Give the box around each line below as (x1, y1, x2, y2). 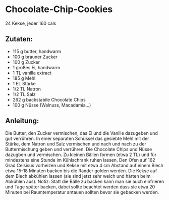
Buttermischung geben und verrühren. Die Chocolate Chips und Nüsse (5, 146, 152, 152)
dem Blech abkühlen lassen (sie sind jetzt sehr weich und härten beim (5, 173, 151, 179)
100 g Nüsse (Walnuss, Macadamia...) (12, 102, 91, 108)
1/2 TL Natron (12, 86, 41, 92)
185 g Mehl (12, 75, 36, 81)
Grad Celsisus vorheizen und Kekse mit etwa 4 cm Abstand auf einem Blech (5, 162, 163, 168)
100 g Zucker (12, 59, 40, 65)
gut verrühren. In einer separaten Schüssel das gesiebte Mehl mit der (5, 135, 150, 141)
